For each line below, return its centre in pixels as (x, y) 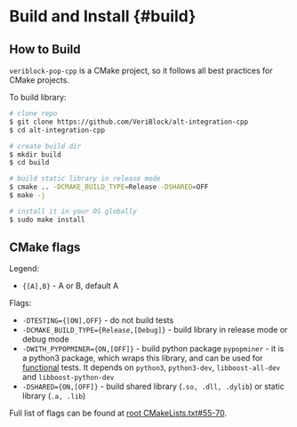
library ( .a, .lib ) (54, 396)
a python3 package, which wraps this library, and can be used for (142, 359)
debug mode (45, 339)
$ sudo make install (48, 220)
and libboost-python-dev (68, 377)
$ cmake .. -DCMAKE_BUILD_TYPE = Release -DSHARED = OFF (109, 187)
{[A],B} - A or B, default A (70, 286)
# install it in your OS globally (73, 211)
